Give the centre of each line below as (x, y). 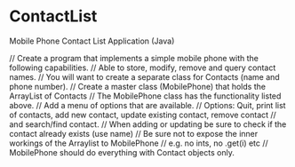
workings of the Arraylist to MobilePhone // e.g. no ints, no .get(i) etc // (139, 143)
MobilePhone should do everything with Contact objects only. (122, 152)
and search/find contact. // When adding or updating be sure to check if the (148, 124)
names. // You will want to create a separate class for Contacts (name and (144, 76)
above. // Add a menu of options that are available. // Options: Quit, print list (147, 105)
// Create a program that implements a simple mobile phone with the (134, 58)
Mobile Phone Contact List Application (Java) (92, 41)
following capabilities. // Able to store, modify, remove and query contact (143, 68)
